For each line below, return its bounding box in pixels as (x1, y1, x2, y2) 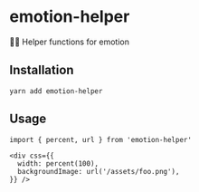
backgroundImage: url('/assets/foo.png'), (17, 167, 180, 176)
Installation (9, 62, 74, 78)
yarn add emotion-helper (9, 86, 103, 96)
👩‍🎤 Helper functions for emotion (9, 36, 129, 47)
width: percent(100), (17, 158, 99, 168)
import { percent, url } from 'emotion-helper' (9, 135, 193, 144)
